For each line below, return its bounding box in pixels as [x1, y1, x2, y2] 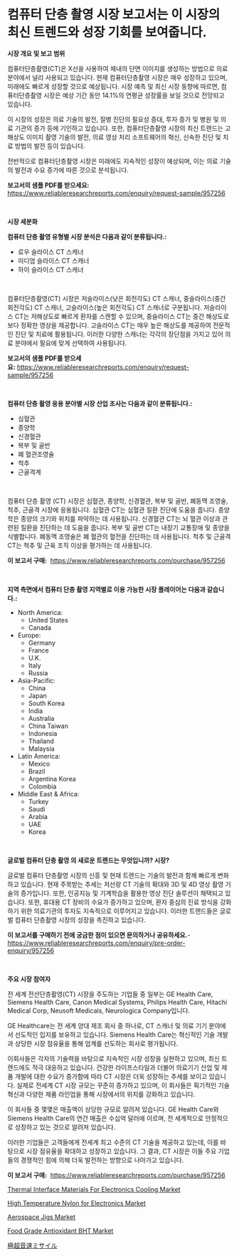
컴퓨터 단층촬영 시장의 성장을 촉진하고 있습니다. [14, 915, 147, 924]
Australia [28, 714, 55, 722]
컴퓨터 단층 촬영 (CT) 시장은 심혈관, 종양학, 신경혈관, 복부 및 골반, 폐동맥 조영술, [7, 496, 229, 505]
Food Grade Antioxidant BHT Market [7, 1226, 114, 1235]
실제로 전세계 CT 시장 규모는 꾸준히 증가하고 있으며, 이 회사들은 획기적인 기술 [16, 1081, 230, 1089]
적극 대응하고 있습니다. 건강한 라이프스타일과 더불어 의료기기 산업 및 [31, 1063, 221, 1072]
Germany [28, 638, 55, 647]
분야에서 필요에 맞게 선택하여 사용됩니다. [14, 339, 127, 347]
